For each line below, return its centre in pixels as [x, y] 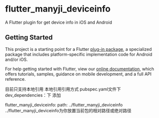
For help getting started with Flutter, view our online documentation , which [80, 69]
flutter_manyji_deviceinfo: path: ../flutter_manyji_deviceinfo [64, 104]
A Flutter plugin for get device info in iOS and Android [59, 22]
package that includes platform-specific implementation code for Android [79, 54]
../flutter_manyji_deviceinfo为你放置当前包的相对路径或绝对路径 [68, 110]
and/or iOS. [17, 59]
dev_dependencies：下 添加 [33, 95]
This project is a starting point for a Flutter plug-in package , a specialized [79, 49]
